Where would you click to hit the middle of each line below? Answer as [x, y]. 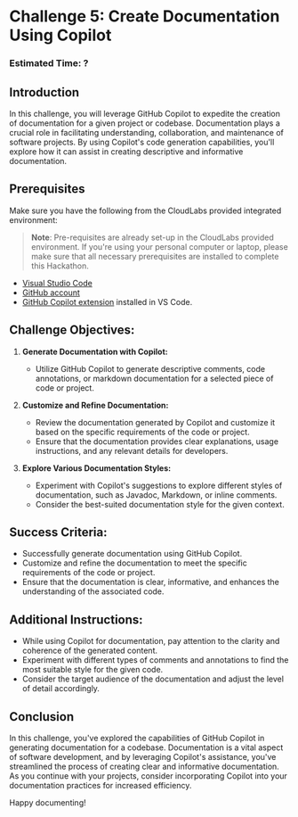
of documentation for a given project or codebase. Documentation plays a [145, 123]
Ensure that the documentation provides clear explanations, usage [157, 441]
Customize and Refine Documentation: [95, 405]
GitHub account [51, 293]
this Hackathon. [60, 266]
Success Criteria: [58, 532]
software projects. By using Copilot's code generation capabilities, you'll [142, 142]
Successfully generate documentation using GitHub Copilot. [132, 554]
